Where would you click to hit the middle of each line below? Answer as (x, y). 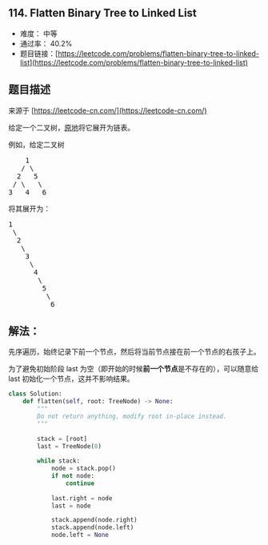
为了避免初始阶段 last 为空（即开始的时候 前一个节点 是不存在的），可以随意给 (134, 369)
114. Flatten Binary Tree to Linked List (103, 13)
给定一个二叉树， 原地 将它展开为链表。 (71, 127)
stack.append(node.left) (92, 527)
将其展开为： (29, 208)
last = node (71, 506)
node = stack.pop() (83, 469)
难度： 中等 (38, 33)
